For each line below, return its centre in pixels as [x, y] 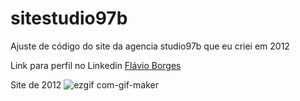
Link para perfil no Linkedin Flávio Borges [96, 65]
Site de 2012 [36, 84]
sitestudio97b [69, 18]
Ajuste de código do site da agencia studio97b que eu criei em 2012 [150, 46]
